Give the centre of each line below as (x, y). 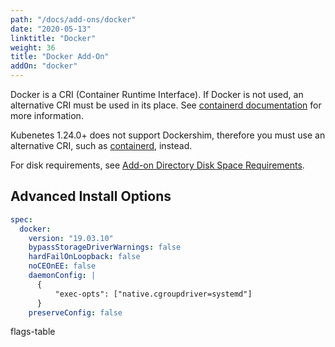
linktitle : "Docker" (53, 38)
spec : (21, 219)
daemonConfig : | (62, 276)
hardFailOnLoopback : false (84, 257)
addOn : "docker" (44, 66)
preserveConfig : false (75, 312)
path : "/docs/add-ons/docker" (73, 19)
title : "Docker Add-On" (60, 57)
